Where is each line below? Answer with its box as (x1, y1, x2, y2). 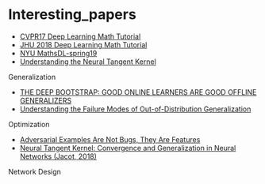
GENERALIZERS (19, 96, 72, 105)
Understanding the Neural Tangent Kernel (19, 57, 156, 66)
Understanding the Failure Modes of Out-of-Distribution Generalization (19, 104, 252, 114)
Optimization (8, 119, 50, 129)
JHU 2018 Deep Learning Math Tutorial (19, 39, 148, 49)
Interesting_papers (8, 6, 136, 24)
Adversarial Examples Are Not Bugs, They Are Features (19, 134, 201, 144)
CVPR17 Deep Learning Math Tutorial (19, 32, 141, 41)
